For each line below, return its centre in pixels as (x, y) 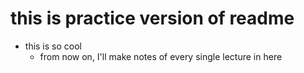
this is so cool (53, 46)
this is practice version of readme (152, 18)
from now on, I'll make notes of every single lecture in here (161, 56)
